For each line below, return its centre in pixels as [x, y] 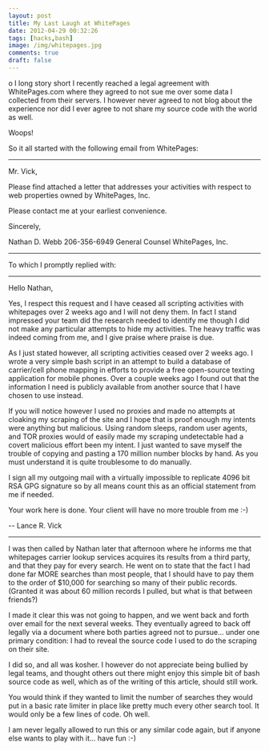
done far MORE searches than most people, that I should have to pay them [131, 574]
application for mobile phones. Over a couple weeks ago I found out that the [134, 378]
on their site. [29, 649]
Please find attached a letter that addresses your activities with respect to [130, 187]
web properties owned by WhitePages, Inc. [79, 195]
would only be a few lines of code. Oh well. [79, 714]
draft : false [30, 61]
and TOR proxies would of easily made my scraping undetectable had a [126, 436]
